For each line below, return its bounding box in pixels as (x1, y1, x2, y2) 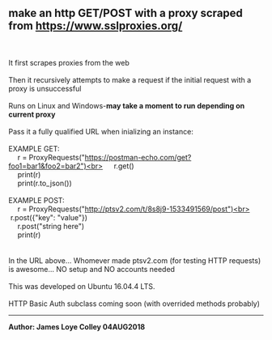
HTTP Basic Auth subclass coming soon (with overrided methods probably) (8, 299, 261, 308)
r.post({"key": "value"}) (10, 212, 87, 222)
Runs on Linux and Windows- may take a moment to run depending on (8, 100, 245, 110)
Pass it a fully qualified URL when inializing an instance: (8, 126, 194, 136)
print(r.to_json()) (17, 178, 73, 188)
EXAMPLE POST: (8, 195, 65, 205)
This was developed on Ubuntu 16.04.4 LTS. (8, 281, 155, 291)
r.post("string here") (17, 221, 85, 231)
